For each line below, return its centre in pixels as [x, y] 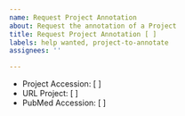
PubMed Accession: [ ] [64, 103]
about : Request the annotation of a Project [93, 26]
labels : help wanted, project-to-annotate [89, 42]
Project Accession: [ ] [62, 84]
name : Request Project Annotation [73, 17]
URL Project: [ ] [50, 94]
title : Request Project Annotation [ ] [83, 34]
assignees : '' [36, 51]
